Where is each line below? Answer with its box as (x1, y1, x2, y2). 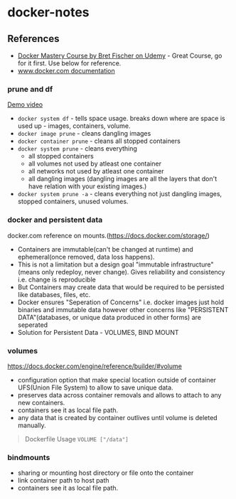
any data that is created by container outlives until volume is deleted (17, 413, 218, 422)
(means (17, 267, 41, 276)
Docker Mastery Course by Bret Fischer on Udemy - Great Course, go (17, 51, 222, 60)
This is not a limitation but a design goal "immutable (17, 260, 170, 269)
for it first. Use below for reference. (17, 59, 122, 68)
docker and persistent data (7, 215, 103, 225)
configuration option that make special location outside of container (17, 375, 217, 384)
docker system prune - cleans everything (17, 144, 137, 153)
